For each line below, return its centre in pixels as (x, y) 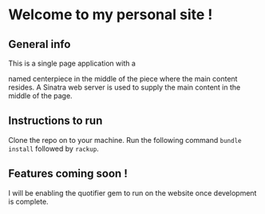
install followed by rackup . (54, 149)
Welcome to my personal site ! (111, 15)
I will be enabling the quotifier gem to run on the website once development (132, 192)
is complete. (29, 201)
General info (40, 44)
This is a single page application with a (72, 63)
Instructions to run (55, 121)
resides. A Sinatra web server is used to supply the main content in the (125, 87)
